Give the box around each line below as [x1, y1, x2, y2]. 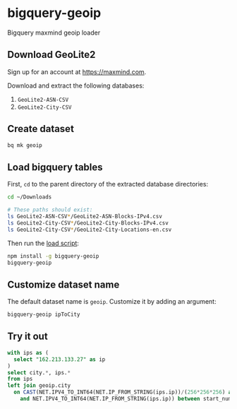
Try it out [7, 331, 48, 343]
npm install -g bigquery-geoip [7, 252, 99, 259]
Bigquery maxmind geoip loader [7, 28, 101, 37]
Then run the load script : [7, 239, 80, 247]
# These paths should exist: [7, 206, 93, 213]
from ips [7, 376, 33, 383]
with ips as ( [7, 349, 49, 356]
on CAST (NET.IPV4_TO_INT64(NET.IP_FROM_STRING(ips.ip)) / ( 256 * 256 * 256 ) [13, 389, 226, 396]
